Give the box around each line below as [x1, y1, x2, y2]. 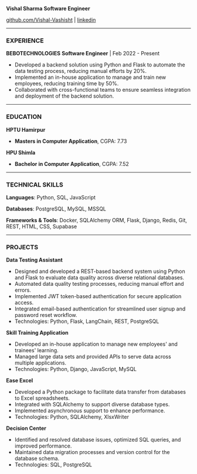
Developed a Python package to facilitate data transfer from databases [14, 388, 186, 396]
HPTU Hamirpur [6, 126, 46, 133]
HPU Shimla [6, 149, 36, 156]
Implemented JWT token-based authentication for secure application [14, 293, 182, 300]
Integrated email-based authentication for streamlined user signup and [14, 305, 186, 312]
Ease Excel [6, 377, 33, 384]
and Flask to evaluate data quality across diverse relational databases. [14, 274, 185, 281]
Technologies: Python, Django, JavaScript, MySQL [14, 366, 137, 373]
